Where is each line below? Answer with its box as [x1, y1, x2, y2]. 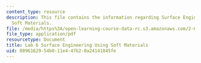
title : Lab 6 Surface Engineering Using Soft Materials [6, 43, 148, 49]
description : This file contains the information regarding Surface [6, 14, 181, 20]
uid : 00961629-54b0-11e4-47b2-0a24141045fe [6, 48, 117, 54]
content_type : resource [6, 8, 66, 15]
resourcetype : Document [6, 37, 66, 43]
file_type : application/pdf [6, 31, 77, 37]
